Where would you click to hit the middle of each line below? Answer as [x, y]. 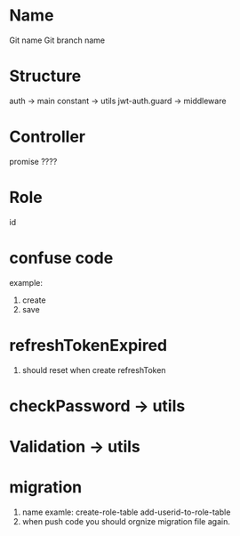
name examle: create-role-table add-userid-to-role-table [126, 512]
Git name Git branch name [57, 40]
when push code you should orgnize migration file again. [126, 521]
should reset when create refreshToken [94, 370]
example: [26, 282]
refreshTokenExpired [88, 345]
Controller [48, 137]
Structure [45, 76]
